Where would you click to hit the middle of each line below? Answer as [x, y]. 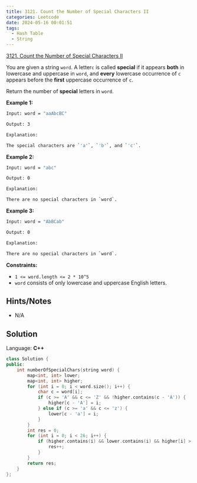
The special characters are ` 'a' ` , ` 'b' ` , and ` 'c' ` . [74, 145]
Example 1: [20, 103]
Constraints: [22, 265]
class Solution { [27, 359]
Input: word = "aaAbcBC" [37, 113]
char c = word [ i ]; [60, 392]
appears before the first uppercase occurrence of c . [70, 80]
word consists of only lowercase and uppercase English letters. [91, 283]
